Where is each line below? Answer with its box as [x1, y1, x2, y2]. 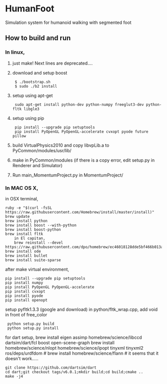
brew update [5, 214, 30, 219]
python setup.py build [7, 321, 55, 326]
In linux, [5, 49, 25, 56]
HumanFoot [5, 3, 55, 14]
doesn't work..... [5, 355, 39, 361]
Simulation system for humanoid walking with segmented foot [5, 19, 132, 25]
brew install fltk [5, 231, 43, 236]
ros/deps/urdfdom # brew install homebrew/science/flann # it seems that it [5, 350, 159, 356]
